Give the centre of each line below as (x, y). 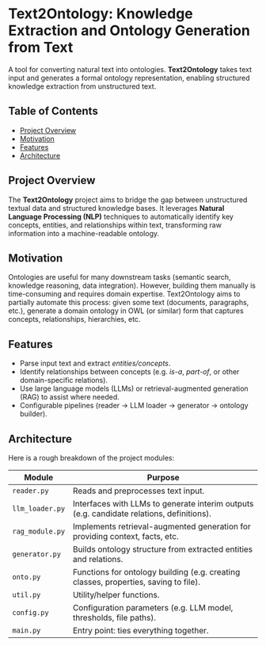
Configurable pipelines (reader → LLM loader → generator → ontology (134, 406)
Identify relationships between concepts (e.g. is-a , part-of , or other (129, 372)
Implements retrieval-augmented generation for (161, 526)
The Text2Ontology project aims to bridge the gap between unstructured (128, 200)
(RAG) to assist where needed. (70, 397)
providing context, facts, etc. (126, 536)
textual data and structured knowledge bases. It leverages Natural (116, 208)
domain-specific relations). (64, 380)
